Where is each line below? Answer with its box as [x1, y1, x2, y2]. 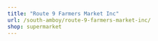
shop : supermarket [7, 23, 62, 30]
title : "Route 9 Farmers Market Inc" [7, 10, 120, 17]
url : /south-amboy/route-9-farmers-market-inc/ [7, 17, 152, 24]
